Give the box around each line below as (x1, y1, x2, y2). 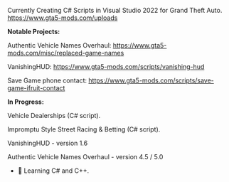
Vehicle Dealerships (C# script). (7, 112, 101, 119)
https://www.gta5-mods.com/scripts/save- (88, 76, 215, 85)
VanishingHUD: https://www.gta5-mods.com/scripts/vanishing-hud (7, 63, 205, 70)
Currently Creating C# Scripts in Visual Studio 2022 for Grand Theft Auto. (7, 6, 223, 14)
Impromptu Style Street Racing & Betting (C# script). (7, 125, 161, 134)
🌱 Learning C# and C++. (17, 166, 90, 175)
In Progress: (7, 97, 44, 106)
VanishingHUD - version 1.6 (7, 139, 88, 147)
